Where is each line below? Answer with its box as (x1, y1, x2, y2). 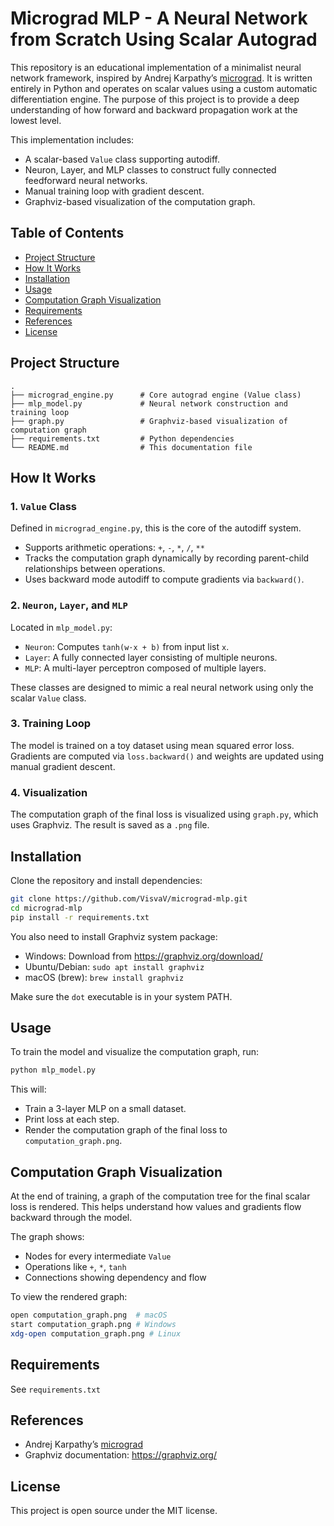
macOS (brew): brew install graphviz (24, 971, 185, 983)
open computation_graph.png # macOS (10, 1310, 168, 1321)
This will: (10, 1083, 47, 1096)
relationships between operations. (24, 563, 166, 575)
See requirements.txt (10, 1383, 101, 1395)
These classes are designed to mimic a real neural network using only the (10, 681, 314, 693)
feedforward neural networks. (24, 174, 148, 186)
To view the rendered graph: (10, 1291, 128, 1303)
